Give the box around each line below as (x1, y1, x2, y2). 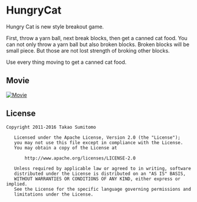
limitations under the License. (14, 191, 94, 197)
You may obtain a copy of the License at (14, 145, 117, 151)
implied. (6, 181, 28, 187)
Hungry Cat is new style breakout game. (6, 23, 104, 30)
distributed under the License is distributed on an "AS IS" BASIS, (14, 171, 186, 177)
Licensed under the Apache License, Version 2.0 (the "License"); (14, 134, 181, 141)
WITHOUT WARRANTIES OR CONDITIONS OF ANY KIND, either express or (14, 175, 181, 182)
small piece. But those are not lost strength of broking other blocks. (6, 47, 170, 54)
